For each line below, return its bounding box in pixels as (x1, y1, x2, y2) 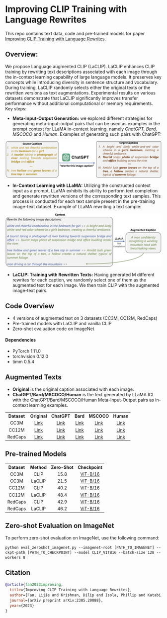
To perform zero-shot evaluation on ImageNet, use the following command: (5, 534, 160, 540)
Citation (5, 568, 31, 577)
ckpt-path (5, 550, 26, 555)
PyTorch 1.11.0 (12, 348, 41, 354)
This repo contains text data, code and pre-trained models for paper (5, 30, 145, 36)
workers (5, 555, 21, 560)
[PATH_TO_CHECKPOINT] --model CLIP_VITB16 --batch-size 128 (27, 550, 155, 555)
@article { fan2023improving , (5, 582, 64, 587)
